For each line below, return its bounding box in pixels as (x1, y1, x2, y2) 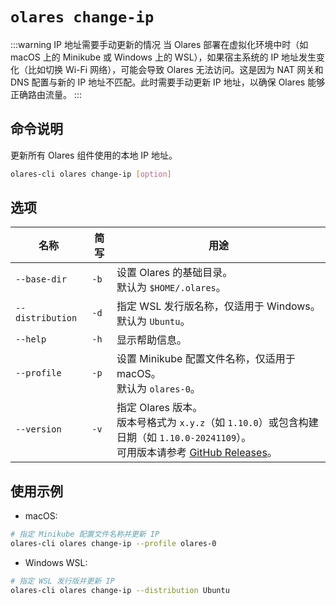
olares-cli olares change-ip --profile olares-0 (10, 539, 217, 549)
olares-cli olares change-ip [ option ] (10, 169, 172, 179)
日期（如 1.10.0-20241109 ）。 (116, 431, 252, 445)
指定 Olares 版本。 (116, 401, 203, 415)
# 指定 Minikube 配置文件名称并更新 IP (10, 529, 160, 540)
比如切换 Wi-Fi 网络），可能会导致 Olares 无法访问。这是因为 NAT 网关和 (27, 63, 324, 75)
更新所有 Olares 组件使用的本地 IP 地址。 (10, 149, 178, 161)
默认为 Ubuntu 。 (116, 314, 191, 328)
